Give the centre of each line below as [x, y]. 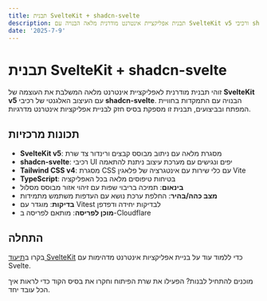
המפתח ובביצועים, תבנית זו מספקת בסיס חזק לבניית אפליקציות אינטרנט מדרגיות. [130, 109]
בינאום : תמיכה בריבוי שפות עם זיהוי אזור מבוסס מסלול [102, 188]
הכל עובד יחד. [29, 289]
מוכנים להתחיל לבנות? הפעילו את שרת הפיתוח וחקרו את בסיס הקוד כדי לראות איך [131, 281]
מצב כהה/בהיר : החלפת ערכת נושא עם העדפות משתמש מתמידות [118, 196]
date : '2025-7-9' [37, 30]
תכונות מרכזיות [44, 134]
